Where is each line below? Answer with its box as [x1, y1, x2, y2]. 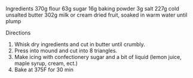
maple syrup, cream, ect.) [14, 60, 78, 67]
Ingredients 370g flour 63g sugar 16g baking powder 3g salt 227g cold [5, 5, 180, 12]
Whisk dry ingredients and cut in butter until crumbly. [14, 41, 146, 48]
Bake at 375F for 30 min [14, 66, 74, 73]
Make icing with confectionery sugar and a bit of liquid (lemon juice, [14, 54, 182, 60]
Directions [5, 29, 31, 36]
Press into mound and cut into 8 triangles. [14, 47, 118, 54]
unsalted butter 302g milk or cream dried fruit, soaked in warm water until [5, 11, 188, 18]
